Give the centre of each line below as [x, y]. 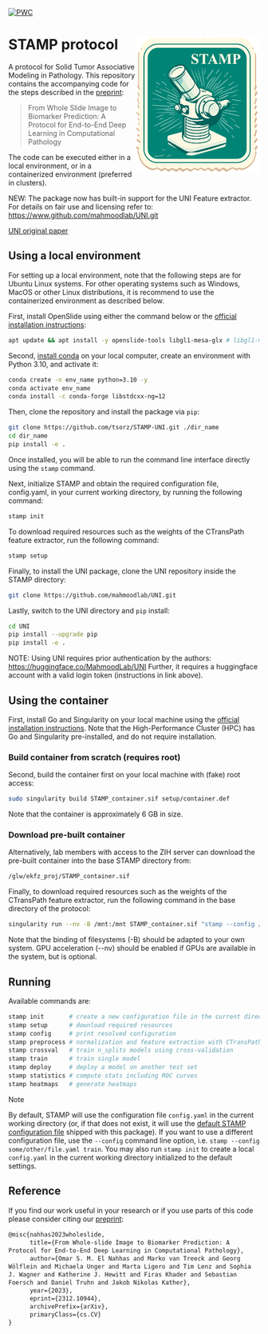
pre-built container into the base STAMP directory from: [100, 861]
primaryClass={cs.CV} [65, 1314]
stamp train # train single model [75, 1059]
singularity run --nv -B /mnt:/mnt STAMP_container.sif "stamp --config [132, 925]
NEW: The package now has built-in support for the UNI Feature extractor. [130, 198]
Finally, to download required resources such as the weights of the [118, 892]
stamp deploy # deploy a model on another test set [103, 1068]
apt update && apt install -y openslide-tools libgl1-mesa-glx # [119, 340]
